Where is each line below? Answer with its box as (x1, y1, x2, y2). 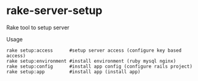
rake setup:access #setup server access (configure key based (6, 47, 182, 54)
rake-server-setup (6, 4, 103, 18)
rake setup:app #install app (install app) (6, 68, 141, 75)
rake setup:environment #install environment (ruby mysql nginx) (6, 58, 176, 64)
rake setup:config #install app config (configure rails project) (6, 63, 193, 69)
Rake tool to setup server (6, 24, 70, 31)
